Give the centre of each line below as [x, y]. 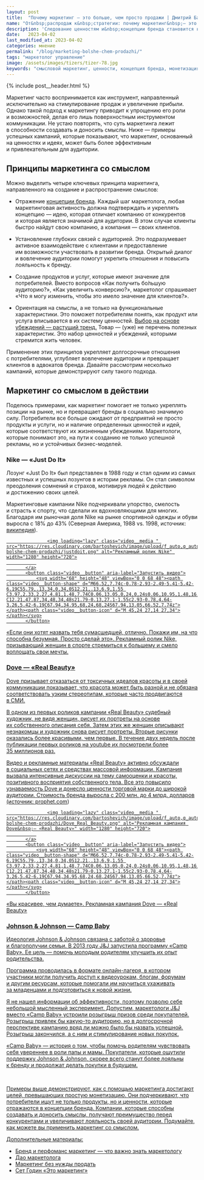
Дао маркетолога [38, 1157]
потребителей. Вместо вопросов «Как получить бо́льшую [90, 283]
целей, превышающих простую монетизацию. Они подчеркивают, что [98, 1095]
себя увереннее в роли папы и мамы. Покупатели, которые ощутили [96, 1052]
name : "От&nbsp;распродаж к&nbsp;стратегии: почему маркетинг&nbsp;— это [102, 23]
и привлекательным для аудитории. [53, 149]
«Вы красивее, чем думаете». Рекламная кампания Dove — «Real [92, 904]
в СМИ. [16, 700]
